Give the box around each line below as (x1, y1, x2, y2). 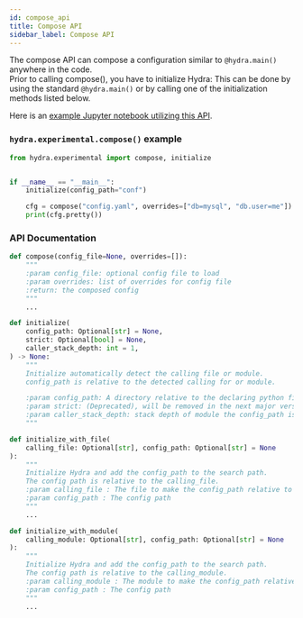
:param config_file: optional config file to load (25, 269, 220, 278)
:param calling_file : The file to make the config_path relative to (25, 486, 293, 495)
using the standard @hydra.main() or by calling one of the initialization (9, 83, 268, 95)
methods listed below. (9, 93, 91, 104)
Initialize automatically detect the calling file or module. (25, 368, 264, 378)
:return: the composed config (25, 286, 140, 295)
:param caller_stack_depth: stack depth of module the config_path (25, 411, 284, 420)
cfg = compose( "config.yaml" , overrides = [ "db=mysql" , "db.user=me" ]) (25, 202, 293, 212)
